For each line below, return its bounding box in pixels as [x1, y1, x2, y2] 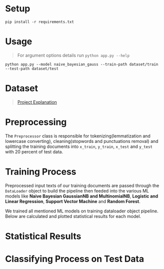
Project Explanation [17, 99, 57, 105]
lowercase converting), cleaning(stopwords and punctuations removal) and [5, 138, 159, 144]
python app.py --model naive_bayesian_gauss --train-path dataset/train [5, 62, 159, 67]
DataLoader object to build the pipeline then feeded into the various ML [5, 188, 150, 194]
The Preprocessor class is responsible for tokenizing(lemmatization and [5, 133, 151, 139]
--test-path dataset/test [5, 66, 58, 71]
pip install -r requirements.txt [5, 19, 74, 24]
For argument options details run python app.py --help [17, 52, 130, 58]
